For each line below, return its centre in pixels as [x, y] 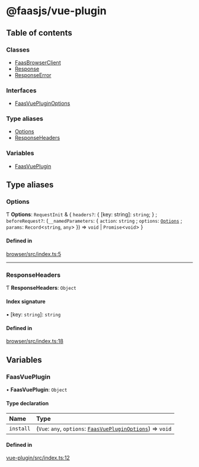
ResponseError [33, 75]
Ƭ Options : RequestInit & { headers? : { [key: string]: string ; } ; [82, 215]
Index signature [26, 301]
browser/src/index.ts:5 [34, 254]
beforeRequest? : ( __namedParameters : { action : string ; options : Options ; [94, 221]
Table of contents [39, 33]
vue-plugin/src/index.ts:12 [38, 458]
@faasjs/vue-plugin [56, 11]
